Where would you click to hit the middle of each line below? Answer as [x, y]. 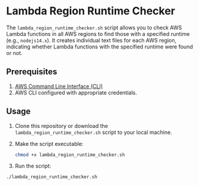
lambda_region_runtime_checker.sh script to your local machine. [93, 132]
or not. [14, 53]
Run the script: [33, 166]
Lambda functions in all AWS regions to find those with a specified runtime [98, 33]
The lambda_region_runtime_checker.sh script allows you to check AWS [94, 28]
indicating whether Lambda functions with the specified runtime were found [99, 47]
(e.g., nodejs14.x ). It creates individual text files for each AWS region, [91, 40]
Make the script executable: [49, 144]
